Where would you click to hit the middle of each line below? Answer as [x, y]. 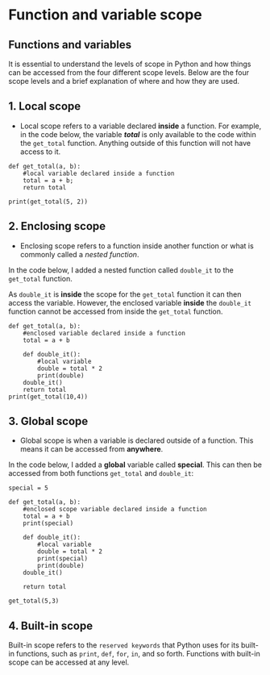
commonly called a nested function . [79, 254]
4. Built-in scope [51, 625]
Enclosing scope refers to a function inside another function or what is [137, 246]
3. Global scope [48, 421]
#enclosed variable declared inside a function [104, 333]
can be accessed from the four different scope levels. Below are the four [129, 73]
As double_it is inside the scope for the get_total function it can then [125, 294]
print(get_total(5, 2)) [48, 202]
